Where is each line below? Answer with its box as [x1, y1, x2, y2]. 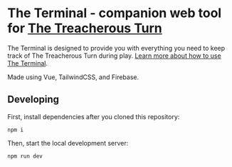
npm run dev [7, 152, 43, 160]
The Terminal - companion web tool [7, 5, 222, 21]
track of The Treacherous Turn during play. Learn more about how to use [7, 51, 222, 60]
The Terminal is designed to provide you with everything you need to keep [7, 44, 226, 52]
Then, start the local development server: [7, 138, 129, 147]
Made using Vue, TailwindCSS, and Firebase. [7, 73, 139, 81]
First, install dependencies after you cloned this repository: [7, 112, 180, 121]
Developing [7, 93, 59, 106]
